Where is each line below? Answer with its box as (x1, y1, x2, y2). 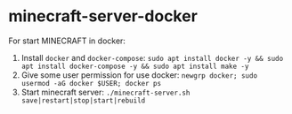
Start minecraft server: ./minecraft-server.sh (20, 87, 191, 97)
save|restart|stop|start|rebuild (20, 95, 146, 105)
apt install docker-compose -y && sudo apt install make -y (20, 62, 249, 71)
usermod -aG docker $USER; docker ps (20, 79, 162, 87)
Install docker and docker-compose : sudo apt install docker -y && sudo (20, 52, 284, 63)
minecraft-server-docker (8, 6, 198, 27)
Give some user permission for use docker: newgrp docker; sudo (20, 69, 258, 80)
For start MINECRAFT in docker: (8, 35, 126, 46)
